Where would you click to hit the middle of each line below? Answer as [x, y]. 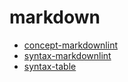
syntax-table [50, 66]
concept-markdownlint [70, 45]
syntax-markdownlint [67, 55]
